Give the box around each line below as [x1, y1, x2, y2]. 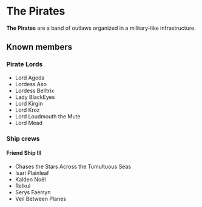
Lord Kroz [15, 106, 41, 114]
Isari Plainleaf [15, 169, 50, 177]
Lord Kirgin [15, 100, 43, 107]
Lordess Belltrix [15, 87, 55, 94]
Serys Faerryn [15, 188, 51, 195]
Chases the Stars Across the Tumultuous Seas [15, 163, 132, 170]
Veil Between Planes [15, 195, 67, 202]
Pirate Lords [6, 60, 43, 69]
